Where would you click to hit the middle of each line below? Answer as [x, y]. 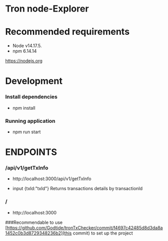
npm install [24, 108]
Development [34, 81]
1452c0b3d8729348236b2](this [38, 233]
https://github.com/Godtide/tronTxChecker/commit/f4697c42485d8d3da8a [85, 227]
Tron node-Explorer [47, 9]
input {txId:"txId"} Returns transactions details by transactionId [77, 189]
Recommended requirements [67, 32]
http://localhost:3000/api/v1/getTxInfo [52, 179]
